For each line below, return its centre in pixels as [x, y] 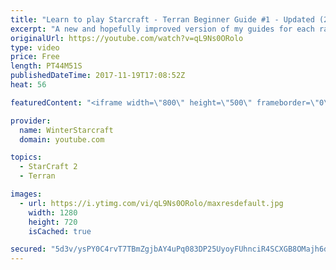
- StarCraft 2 [48, 167]
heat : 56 [28, 85]
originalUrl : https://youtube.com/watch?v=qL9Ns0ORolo [127, 38]
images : [26, 194]
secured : [28, 249]
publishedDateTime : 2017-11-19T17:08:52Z [98, 76]
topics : [26, 157]
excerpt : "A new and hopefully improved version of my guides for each [162, 29]
